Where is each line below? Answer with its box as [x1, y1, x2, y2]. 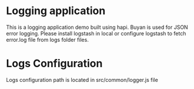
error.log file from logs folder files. [6, 36, 89, 43]
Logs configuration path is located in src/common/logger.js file [6, 76, 159, 83]
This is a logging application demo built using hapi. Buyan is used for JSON [6, 24, 188, 31]
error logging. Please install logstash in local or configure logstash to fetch [6, 29, 186, 37]
